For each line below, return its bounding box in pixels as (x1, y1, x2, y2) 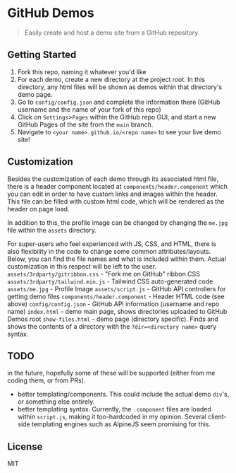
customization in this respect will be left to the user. (7, 262, 157, 270)
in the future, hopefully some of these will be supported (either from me (7, 369, 216, 378)
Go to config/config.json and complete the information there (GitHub (17, 98, 221, 106)
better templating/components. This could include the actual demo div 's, (17, 390, 230, 399)
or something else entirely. (17, 397, 95, 406)
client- (207, 412, 227, 421)
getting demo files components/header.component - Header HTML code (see (7, 292, 225, 300)
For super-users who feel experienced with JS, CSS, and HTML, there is (7, 239, 217, 248)
